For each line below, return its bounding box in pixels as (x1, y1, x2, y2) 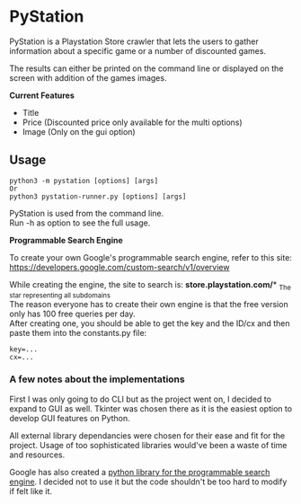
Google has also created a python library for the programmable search (9, 466, 270, 477)
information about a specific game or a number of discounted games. (9, 45, 267, 56)
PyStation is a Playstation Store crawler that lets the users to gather (9, 36, 259, 47)
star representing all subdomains (9, 290, 111, 300)
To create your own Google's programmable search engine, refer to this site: (9, 252, 292, 262)
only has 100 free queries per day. (9, 308, 136, 319)
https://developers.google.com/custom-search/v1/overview (9, 261, 230, 272)
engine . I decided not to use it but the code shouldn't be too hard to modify (9, 476, 288, 487)
